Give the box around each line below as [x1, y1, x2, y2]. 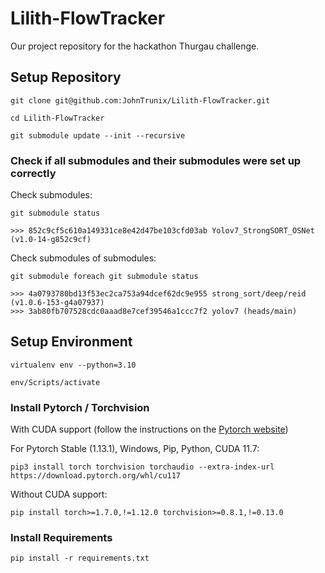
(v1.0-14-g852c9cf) [10, 235, 92, 245]
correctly [10, 166, 57, 180]
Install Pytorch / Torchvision [10, 400, 150, 414]
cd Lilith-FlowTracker [10, 113, 105, 123]
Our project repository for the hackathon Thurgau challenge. [10, 40, 260, 52]
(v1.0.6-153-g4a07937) [10, 298, 105, 308]
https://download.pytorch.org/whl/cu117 [10, 471, 182, 481]
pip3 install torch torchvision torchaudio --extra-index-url [10, 462, 275, 472]
